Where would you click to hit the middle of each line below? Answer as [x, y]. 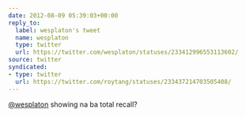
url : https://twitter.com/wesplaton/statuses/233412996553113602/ [127, 52]
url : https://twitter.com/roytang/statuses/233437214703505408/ [123, 81]
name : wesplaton [42, 38]
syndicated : [28, 67]
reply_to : [25, 23]
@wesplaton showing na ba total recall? [73, 104]
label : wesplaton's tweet [58, 30]
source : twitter [35, 60]
